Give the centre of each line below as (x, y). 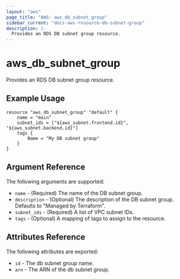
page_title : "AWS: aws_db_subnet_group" (57, 17)
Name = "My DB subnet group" (64, 138)
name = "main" (34, 117)
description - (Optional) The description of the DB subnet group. (94, 199)
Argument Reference (46, 167)
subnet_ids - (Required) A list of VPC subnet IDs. (74, 212)
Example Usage (36, 99)
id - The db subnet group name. (54, 263)
